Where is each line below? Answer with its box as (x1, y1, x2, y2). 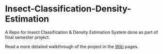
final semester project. (5, 34, 50, 40)
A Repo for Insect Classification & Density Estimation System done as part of (5, 29, 158, 35)
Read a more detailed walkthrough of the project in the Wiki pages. (5, 43, 139, 49)
